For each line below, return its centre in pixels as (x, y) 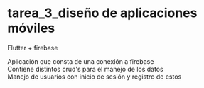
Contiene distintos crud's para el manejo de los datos (85, 69)
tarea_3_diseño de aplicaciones (102, 13)
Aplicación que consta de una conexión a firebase (81, 61)
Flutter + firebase (33, 48)
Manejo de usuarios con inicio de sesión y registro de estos (95, 77)
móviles (31, 28)
